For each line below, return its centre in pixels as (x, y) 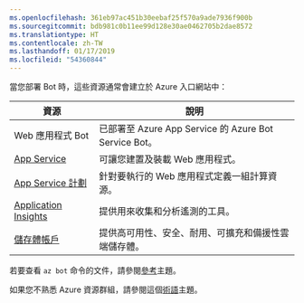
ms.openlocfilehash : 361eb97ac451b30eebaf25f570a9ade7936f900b (131, 18)
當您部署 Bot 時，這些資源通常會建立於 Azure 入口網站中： (119, 86)
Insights (31, 216)
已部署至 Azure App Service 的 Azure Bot (186, 129)
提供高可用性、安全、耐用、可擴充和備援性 (190, 233)
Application (38, 205)
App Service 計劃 (51, 183)
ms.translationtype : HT (54, 34)
